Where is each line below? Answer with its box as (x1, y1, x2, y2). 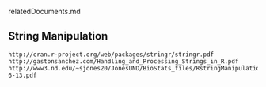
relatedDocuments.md (8, 7, 81, 16)
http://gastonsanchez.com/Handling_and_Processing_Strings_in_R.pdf (8, 57, 239, 66)
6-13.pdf (8, 71, 37, 79)
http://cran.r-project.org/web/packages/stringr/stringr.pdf (8, 51, 215, 59)
